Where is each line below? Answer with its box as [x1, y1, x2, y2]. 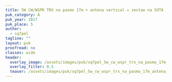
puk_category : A [5, 12, 40, 17]
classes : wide [5, 50, 36, 55]
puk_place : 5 [5, 21, 33, 27]
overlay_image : [10, 60, 42, 65]
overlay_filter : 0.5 [10, 64, 54, 69]
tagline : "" [5, 36, 31, 41]
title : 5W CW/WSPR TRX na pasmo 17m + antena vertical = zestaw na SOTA [5, 7, 164, 13]
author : [5, 26, 22, 32]
